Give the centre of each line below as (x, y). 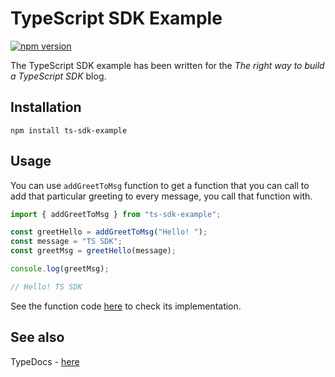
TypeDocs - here (45, 361)
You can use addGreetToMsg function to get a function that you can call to (160, 185)
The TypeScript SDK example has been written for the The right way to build (167, 65)
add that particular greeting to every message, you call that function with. (161, 196)
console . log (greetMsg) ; (60, 269)
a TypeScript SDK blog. (58, 76)
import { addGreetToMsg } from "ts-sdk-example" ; (116, 214)
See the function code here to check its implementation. (126, 306)
